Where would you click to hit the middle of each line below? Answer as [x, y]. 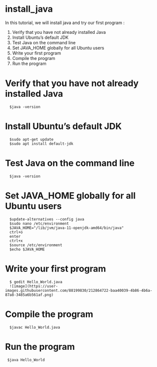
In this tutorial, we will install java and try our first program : [65, 23]
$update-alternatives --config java [47, 219]
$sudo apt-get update [32, 139]
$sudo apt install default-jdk [41, 143]
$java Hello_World [26, 360]
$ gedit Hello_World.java [36, 282]
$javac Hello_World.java [35, 327]
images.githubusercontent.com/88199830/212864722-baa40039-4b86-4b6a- [79, 290]
